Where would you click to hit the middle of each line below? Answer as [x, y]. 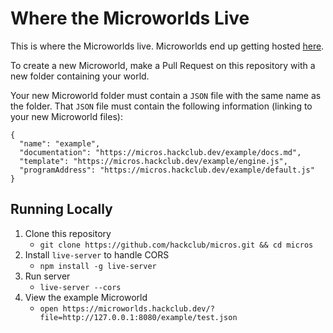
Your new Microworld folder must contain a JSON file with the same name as [166, 95]
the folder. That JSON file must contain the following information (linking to [161, 106]
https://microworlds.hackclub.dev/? [138, 308]
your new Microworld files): [66, 116]
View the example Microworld [86, 297]
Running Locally [61, 209]
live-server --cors [80, 287]
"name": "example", [60, 143]
